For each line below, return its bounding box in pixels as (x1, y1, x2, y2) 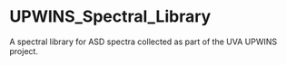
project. (9, 45, 39, 56)
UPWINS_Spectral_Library (9, 6, 212, 27)
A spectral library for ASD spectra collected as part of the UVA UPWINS (9, 36, 278, 47)
